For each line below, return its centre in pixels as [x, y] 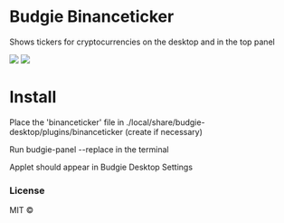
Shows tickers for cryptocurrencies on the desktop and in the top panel [142, 42]
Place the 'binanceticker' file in [67, 122]
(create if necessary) [164, 131]
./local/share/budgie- [166, 122]
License [27, 190]
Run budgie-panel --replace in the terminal [89, 149]
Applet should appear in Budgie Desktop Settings [101, 167]
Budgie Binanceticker [92, 17]
